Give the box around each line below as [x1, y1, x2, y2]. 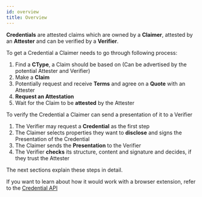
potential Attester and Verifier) [14, 67, 90, 74]
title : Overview [6, 14, 47, 20]
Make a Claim [14, 73, 50, 81]
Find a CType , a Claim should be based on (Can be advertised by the [14, 61, 187, 68]
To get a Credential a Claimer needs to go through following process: [6, 49, 178, 56]
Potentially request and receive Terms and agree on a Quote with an [14, 80, 186, 87]
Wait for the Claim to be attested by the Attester [14, 99, 134, 106]
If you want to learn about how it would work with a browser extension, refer [6, 178, 196, 185]
